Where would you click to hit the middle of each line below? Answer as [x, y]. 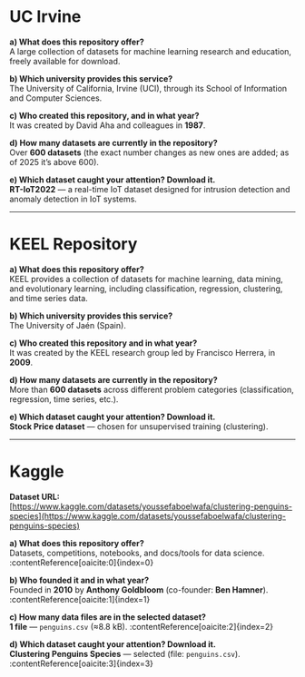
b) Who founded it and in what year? [79, 580]
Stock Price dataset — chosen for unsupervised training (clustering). [139, 426]
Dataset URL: [35, 496]
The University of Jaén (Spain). [68, 325]
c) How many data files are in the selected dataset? [108, 617]
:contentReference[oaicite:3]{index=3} [82, 663]
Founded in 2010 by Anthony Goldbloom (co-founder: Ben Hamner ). [139, 589]
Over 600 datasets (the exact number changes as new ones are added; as [149, 152]
